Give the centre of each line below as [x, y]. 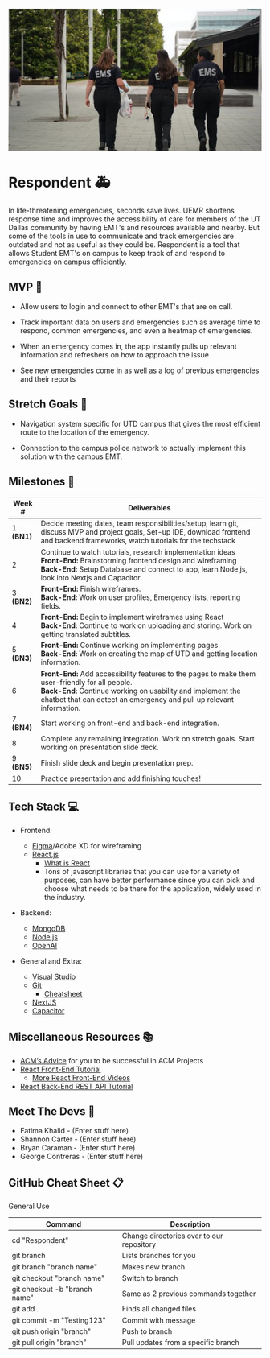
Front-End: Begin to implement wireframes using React [132, 617]
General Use [29, 1206]
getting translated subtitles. [86, 634]
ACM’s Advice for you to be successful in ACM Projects [112, 1060]
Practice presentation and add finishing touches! [121, 778]
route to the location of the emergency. [85, 432]
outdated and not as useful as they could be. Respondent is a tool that [124, 245]
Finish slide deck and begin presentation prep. [117, 762]
